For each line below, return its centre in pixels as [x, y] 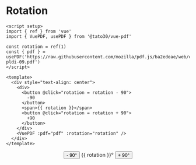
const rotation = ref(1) [36, 47]
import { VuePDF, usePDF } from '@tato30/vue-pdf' [69, 36]
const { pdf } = [26, 52]
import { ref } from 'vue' [39, 31]
